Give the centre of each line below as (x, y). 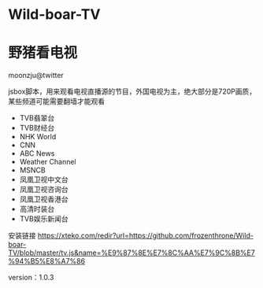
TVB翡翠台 (37, 118)
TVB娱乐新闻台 (44, 219)
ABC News (37, 153)
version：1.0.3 (31, 278)
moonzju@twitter (36, 76)
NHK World (38, 137)
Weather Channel (48, 162)
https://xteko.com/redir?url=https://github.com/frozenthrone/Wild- (146, 236)
